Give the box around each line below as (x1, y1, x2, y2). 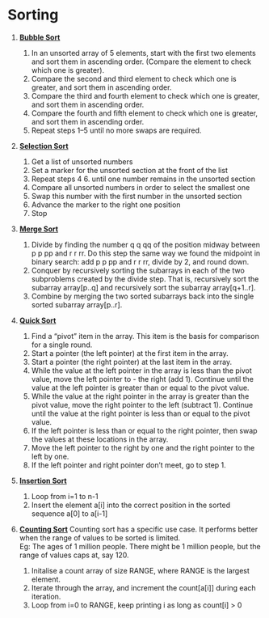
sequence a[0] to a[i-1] (31, 508, 108, 519)
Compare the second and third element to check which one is (31, 74, 237, 83)
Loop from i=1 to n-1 (31, 491, 99, 501)
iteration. (31, 591, 61, 601)
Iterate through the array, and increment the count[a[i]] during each (31, 582, 256, 592)
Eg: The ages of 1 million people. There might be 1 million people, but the (19, 541, 261, 551)
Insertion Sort (19, 476, 67, 485)
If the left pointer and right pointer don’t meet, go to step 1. (31, 459, 227, 470)
